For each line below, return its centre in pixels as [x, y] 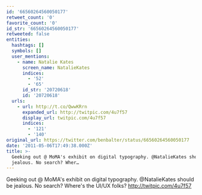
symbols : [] [27, 51]
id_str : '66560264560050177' [43, 28]
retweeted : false [28, 34]
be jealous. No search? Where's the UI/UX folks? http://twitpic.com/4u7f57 [99, 186]
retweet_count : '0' [31, 17]
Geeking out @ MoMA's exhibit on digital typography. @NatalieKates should [100, 179]
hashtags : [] [28, 46]
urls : [19, 101]
